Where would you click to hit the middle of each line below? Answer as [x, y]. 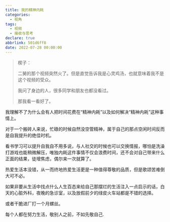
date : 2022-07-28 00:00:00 [34, 48]
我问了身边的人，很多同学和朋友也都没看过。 [64, 90]
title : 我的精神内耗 [25, 10]
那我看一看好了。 [35, 101]
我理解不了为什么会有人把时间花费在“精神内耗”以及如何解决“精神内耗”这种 [82, 112]
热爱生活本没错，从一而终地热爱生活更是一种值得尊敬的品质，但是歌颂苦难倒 [85, 169]
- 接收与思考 [22, 33]
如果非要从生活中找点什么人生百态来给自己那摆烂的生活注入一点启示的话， [83, 186]
